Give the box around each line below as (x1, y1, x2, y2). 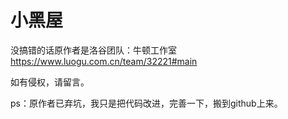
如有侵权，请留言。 (10, 76, 90, 88)
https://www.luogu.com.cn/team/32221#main (10, 55, 198, 67)
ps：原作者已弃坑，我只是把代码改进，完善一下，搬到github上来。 (10, 97, 283, 109)
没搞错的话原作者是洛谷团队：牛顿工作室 (10, 44, 177, 56)
